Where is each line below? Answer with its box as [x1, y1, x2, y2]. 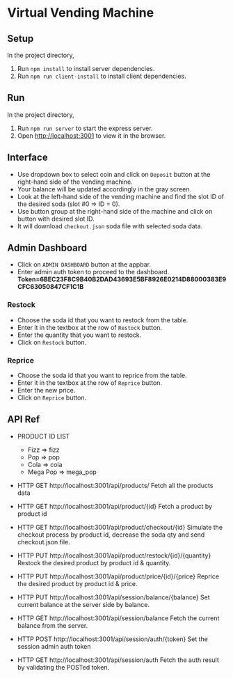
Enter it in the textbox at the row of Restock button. [17, 323, 162, 331]
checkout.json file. [17, 537, 71, 546]
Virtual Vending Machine [7, 5, 154, 21]
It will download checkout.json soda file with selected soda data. [17, 221, 203, 230]
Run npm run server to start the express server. [17, 124, 153, 132]
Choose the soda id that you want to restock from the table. [17, 315, 188, 324]
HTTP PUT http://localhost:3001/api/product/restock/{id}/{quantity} [17, 551, 211, 560]
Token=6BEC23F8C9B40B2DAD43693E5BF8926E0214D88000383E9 [17, 275, 227, 283]
